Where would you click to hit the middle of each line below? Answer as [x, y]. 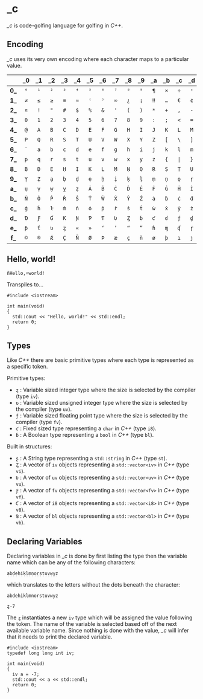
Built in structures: [30, 446]
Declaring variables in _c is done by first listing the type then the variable [97, 556]
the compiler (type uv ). [44, 409]
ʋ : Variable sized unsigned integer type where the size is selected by [101, 403]
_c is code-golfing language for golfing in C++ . [65, 25]
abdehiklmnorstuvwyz [33, 596]
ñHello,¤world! [26, 273]
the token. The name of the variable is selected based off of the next [92, 624]
